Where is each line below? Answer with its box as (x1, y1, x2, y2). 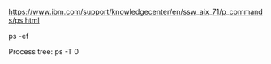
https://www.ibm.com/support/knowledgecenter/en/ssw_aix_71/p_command (8, 7, 264, 16)
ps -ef (8, 32, 29, 41)
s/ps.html (8, 15, 40, 25)
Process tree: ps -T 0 (8, 47, 80, 56)
